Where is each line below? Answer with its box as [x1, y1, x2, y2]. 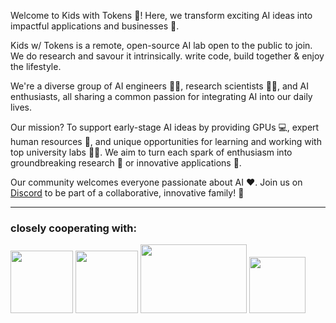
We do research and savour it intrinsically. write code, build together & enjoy [10, 50, 325, 62]
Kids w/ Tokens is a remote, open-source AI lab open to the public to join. [10, 40, 313, 51]
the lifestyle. [10, 61, 62, 72]
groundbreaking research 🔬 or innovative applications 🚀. [10, 157, 242, 169]
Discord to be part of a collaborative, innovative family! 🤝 [10, 187, 245, 199]
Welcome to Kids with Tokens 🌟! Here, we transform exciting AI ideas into [10, 10, 313, 21]
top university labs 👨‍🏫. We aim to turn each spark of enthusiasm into [10, 146, 293, 158]
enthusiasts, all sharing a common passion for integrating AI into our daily [10, 91, 313, 102]
